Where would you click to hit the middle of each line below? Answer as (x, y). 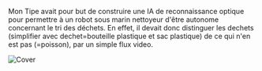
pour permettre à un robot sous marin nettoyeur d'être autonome (114, 20)
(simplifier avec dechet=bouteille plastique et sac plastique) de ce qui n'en (129, 36)
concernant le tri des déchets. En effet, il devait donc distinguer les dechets (131, 28)
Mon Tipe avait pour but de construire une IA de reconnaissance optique (126, 11)
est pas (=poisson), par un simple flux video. (81, 44)
